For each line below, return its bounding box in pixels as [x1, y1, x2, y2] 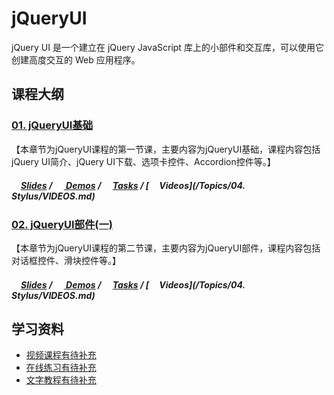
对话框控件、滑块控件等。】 [11, 254, 121, 266]
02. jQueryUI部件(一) [11, 217, 113, 231]
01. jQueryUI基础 [11, 118, 94, 132]
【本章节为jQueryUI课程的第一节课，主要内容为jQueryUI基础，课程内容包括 [11, 143, 321, 155]
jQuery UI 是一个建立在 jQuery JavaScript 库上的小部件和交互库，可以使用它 [11, 41, 324, 53]
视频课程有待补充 [25, 349, 97, 361]
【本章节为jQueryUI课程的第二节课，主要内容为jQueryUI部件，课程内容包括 [11, 242, 321, 254]
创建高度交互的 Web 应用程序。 [11, 53, 141, 66]
